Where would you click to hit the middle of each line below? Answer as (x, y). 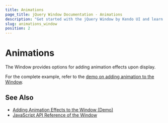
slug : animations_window (31, 24)
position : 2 (18, 28)
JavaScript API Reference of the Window (55, 115)
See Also (19, 98)
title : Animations (24, 10)
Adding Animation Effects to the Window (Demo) (63, 109)
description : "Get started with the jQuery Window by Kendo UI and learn (84, 19)
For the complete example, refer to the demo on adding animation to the (80, 77)
